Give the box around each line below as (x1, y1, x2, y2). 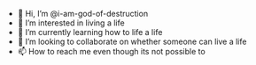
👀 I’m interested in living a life (17, 18, 126, 28)
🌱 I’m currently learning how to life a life (17, 27, 163, 37)
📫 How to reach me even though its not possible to (17, 47, 206, 56)
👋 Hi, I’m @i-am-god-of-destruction (17, 9, 149, 18)
